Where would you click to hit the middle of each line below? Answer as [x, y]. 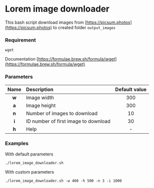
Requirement [21, 40]
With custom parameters [30, 172]
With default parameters [29, 154]
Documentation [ [22, 59]
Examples [17, 143]
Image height [41, 105]
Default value [131, 89]
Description [40, 89]
